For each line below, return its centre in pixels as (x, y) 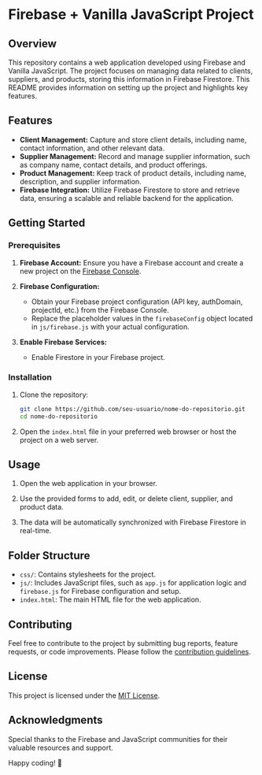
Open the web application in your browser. (88, 484)
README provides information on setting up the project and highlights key (128, 87)
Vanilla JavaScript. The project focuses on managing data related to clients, (131, 71)
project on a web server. (59, 439)
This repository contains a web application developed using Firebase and (127, 62)
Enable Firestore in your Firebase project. (98, 357)
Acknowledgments (56, 720)
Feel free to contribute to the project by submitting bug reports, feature (123, 643)
